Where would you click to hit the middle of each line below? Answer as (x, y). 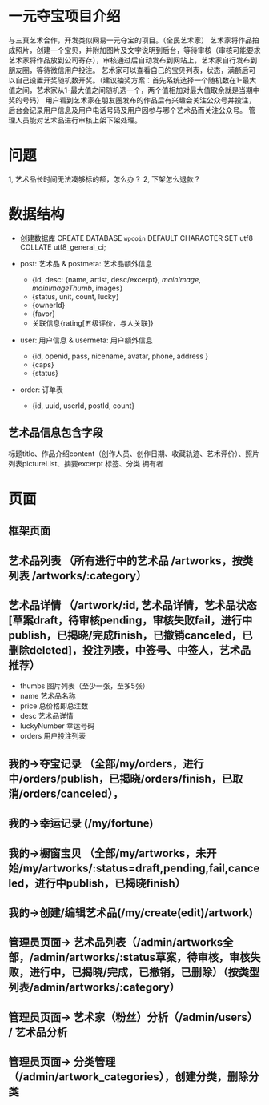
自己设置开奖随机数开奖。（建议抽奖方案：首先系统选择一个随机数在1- (128, 80)
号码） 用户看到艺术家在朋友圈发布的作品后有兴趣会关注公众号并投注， (139, 100)
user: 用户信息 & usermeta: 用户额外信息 (86, 340)
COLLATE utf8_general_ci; (63, 247)
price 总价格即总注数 (54, 706)
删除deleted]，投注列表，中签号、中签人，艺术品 (130, 650)
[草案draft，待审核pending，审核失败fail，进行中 (130, 620)
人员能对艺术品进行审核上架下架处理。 (78, 120)
